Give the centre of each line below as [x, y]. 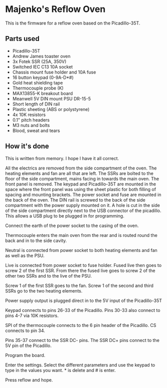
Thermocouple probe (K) [38, 88]
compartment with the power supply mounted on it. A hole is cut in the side [82, 205]
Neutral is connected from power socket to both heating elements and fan [81, 250]
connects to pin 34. [25, 330]
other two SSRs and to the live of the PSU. [48, 275]
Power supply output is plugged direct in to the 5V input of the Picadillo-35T [84, 300]
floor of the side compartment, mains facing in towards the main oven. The [82, 178]
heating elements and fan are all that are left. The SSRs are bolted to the [79, 173]
